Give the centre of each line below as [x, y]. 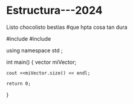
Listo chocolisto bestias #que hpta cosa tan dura [67, 27]
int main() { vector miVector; [41, 62]
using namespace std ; [35, 50]
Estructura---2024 [54, 11]
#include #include [29, 38]
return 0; [19, 84]
